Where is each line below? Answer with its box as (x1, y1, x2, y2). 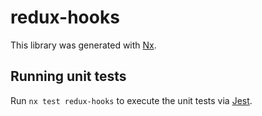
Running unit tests (10, 68, 127, 85)
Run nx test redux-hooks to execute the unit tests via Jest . (10, 94, 253, 106)
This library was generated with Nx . (10, 39, 157, 51)
